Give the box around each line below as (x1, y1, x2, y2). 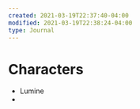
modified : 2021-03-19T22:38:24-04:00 (8, 19, 133, 27)
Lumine (19, 86, 45, 96)
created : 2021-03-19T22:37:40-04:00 (8, 11, 129, 20)
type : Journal (8, 26, 55, 34)
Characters (8, 60, 84, 78)
